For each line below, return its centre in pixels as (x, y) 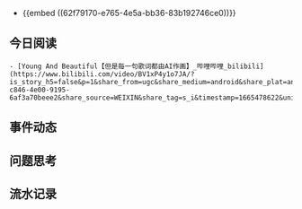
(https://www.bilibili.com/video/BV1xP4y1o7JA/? (102, 74)
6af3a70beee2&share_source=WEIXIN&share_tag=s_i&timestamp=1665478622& (146, 98)
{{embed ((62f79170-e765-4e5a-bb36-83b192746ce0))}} (129, 13)
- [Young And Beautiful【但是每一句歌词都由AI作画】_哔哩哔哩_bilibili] (137, 66)
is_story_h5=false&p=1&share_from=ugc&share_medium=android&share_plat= (148, 82)
